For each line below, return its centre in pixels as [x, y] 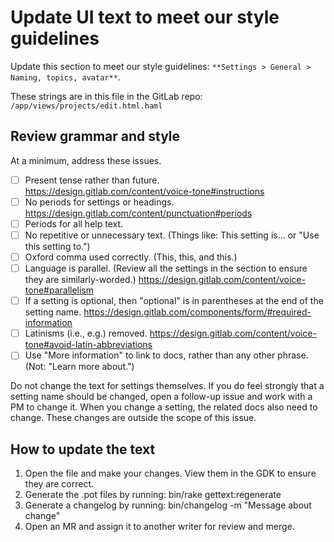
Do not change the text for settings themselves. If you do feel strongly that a [167, 386]
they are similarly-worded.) [80, 280]
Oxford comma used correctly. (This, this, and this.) [131, 257]
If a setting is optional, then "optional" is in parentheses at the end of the [174, 301]
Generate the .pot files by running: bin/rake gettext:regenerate [153, 495]
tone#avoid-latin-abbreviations [88, 345]
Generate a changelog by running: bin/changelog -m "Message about [168, 505]
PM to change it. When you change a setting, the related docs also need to [164, 407]
